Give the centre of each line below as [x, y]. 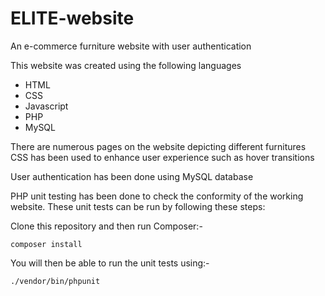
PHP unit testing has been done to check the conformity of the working [157, 196]
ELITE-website [72, 18]
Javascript [46, 106]
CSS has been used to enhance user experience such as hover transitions [162, 157]
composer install [46, 244]
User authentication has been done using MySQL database [132, 176]
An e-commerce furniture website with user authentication [131, 46]
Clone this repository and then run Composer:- [106, 226]
